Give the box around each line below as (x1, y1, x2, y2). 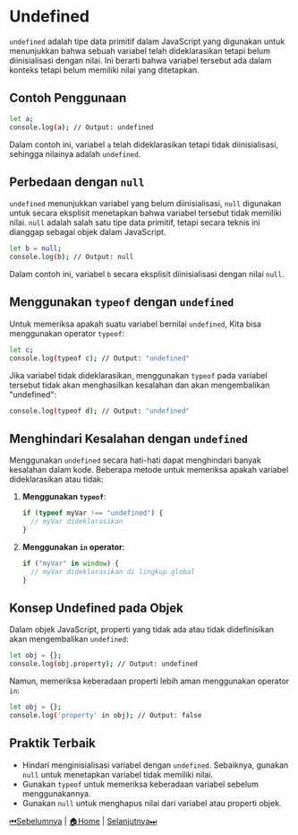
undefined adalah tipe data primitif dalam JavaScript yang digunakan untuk (9, 36, 285, 47)
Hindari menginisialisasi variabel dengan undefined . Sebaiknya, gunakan (21, 760, 289, 770)
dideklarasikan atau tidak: (9, 474, 105, 485)
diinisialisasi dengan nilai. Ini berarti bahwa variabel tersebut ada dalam (9, 55, 272, 65)
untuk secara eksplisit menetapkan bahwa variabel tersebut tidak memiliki (9, 208, 282, 219)
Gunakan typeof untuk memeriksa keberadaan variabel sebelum (21, 778, 260, 789)
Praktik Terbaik (9, 735, 97, 751)
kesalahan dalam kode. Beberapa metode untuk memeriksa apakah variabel (9, 465, 289, 475)
